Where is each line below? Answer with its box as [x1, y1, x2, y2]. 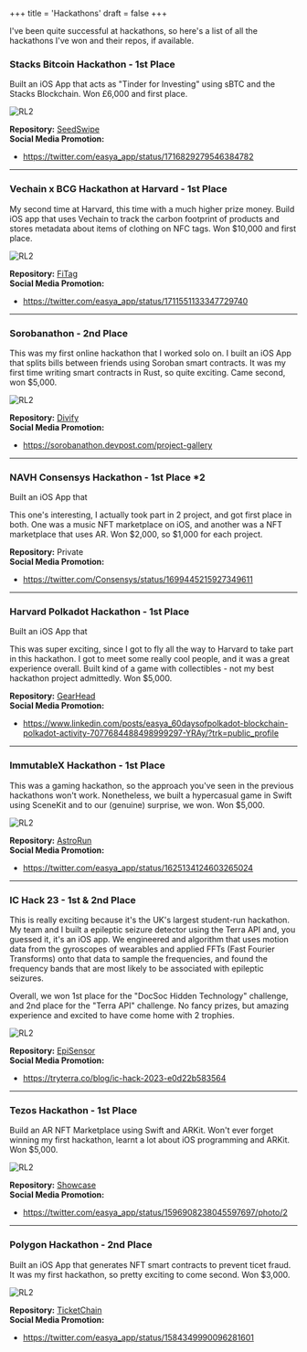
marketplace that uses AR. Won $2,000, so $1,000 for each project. [9, 529, 263, 540]
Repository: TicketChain [9, 1304, 102, 1315]
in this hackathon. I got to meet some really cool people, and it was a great [9, 654, 291, 665]
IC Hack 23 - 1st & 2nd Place [9, 893, 137, 906]
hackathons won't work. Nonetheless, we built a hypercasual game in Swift [9, 790, 292, 801]
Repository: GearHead [9, 690, 96, 702]
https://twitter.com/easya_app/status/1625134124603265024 [22, 862, 254, 873]
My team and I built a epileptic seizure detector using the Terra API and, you [9, 924, 296, 935]
